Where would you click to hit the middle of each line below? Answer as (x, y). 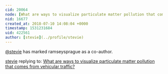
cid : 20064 (16, 10)
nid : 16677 (16, 19)
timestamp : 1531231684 (29, 28)
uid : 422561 (17, 33)
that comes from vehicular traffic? (40, 66)
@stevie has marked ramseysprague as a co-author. (59, 51)
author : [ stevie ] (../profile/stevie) (44, 38)
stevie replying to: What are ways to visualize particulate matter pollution (80, 61)
